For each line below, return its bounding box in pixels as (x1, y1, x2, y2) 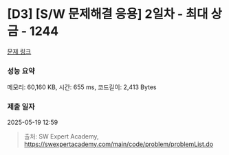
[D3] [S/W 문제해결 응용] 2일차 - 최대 (7, 6, 208, 22)
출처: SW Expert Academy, (23, 132, 99, 141)
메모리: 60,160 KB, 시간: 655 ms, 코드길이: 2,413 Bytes (7, 83, 157, 91)
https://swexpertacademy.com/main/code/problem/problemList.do (23, 140, 214, 148)
